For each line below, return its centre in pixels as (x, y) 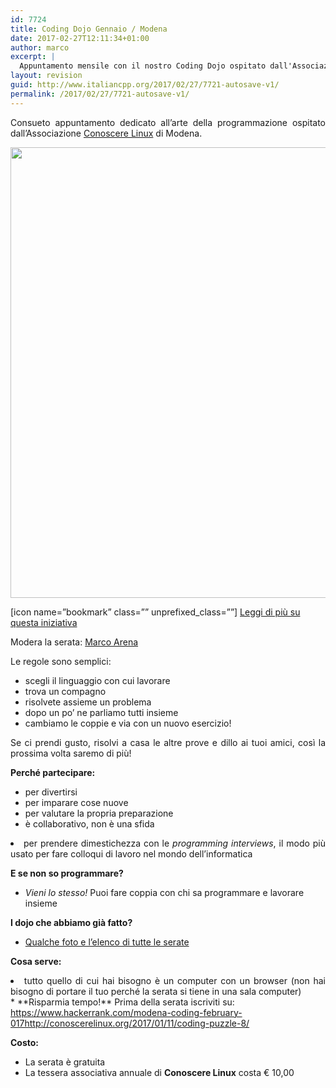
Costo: (25, 1042)
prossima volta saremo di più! (71, 753)
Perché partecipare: (53, 772)
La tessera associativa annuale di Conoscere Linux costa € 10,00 (159, 1072)
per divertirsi (51, 792)
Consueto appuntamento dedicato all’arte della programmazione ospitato (168, 122)
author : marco (40, 47)
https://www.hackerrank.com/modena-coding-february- (126, 1012)
